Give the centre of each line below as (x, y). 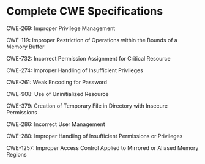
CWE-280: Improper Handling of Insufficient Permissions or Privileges (95, 136)
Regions (17, 154)
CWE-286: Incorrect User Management (56, 124)
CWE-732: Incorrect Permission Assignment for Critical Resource (88, 58)
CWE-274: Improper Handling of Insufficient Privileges (75, 70)
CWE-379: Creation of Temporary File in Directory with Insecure (87, 106)
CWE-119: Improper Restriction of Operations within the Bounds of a (92, 40)
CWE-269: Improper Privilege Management (61, 28)
